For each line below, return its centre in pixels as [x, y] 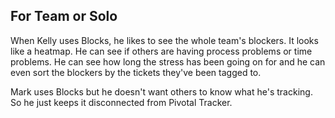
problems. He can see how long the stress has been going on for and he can [168, 61]
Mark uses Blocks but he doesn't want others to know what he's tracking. [161, 91]
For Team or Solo [64, 16]
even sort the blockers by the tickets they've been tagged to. [136, 72]
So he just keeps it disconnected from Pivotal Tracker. [121, 102]
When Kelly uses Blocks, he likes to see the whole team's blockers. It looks [164, 40]
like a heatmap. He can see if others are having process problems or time [161, 51]
